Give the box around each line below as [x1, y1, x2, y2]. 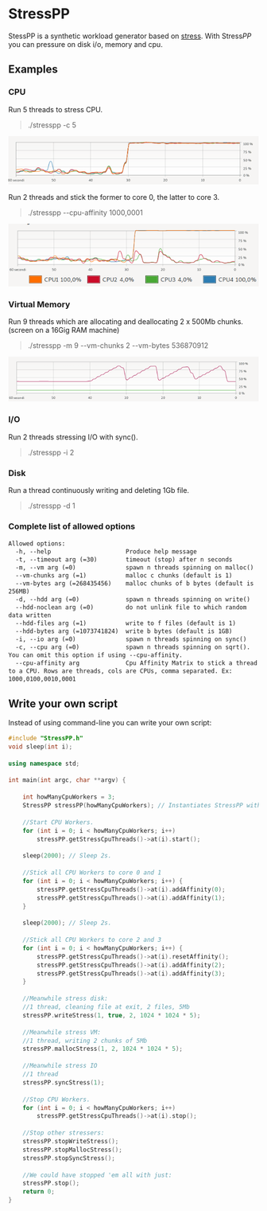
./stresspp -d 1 [27, 501, 75, 510]
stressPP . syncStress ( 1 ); [22, 1078, 105, 1087]
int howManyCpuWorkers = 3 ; [22, 793, 115, 801]
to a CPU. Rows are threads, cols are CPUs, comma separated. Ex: [8, 667, 233, 675]
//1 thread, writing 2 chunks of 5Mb [22, 1037, 148, 1045]
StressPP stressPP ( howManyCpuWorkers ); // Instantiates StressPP [22, 802, 244, 810]
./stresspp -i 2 [27, 447, 75, 457]
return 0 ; [22, 1188, 56, 1196]
